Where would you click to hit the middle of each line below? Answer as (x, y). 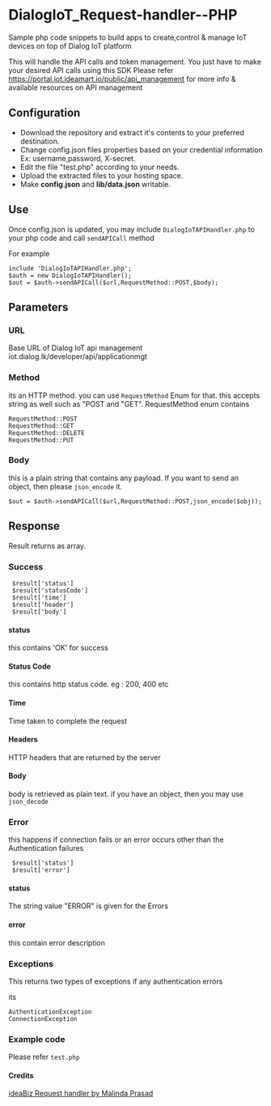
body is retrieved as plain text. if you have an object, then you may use (126, 794)
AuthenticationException (50, 1012)
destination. (40, 141)
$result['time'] (39, 597)
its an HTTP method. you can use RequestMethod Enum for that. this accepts (134, 395)
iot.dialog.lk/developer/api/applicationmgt (78, 357)
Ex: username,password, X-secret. (78, 158)
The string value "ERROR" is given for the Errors (88, 906)
